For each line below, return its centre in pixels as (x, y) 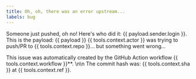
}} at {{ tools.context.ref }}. (39, 70)
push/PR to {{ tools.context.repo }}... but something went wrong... (86, 46)
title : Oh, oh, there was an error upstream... (66, 11)
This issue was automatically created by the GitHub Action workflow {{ (92, 57)
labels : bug (21, 17)
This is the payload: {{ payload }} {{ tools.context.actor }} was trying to (92, 40)
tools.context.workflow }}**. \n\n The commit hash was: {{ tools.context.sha (98, 63)
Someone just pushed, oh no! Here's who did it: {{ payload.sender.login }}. (97, 33)
